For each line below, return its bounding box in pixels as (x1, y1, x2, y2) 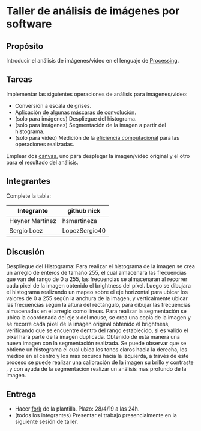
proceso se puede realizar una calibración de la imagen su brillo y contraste (6, 359, 194, 366)
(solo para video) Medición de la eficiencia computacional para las (14, 134, 180, 141)
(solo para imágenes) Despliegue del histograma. (14, 115, 137, 122)
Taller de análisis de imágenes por (6, 4, 180, 18)
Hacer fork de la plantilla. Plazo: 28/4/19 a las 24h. (14, 405, 140, 412)
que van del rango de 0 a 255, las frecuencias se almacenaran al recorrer (6, 275, 188, 283)
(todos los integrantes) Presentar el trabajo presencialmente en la (14, 412, 177, 419)
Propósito (6, 41, 44, 51)
